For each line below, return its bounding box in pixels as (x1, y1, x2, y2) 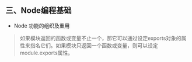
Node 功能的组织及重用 (13, 22, 70, 29)
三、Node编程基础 (5, 5, 72, 16)
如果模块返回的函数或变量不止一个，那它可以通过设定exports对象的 (19, 35, 181, 42)
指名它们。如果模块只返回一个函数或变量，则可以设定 (30, 42, 158, 49)
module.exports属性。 (19, 49, 74, 56)
